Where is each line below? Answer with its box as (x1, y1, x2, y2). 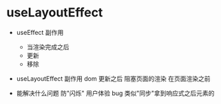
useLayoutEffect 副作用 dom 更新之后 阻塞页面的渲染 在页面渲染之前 (16, 74, 211, 83)
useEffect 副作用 (16, 28, 64, 36)
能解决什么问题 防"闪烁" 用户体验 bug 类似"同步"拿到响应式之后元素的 (16, 89, 215, 97)
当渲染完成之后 (26, 42, 70, 51)
